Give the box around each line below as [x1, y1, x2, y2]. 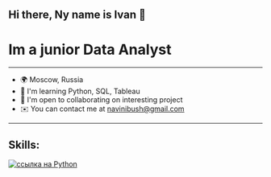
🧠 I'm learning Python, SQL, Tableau [19, 86, 140, 97]
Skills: [8, 138, 40, 151]
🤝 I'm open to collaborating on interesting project [19, 95, 183, 105]
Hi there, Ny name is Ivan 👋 [8, 8, 147, 22]
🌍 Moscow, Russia [19, 75, 84, 84]
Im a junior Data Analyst [8, 40, 172, 59]
